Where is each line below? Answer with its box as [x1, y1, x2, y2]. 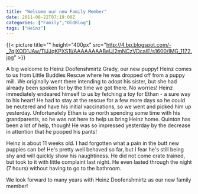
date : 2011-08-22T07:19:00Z [6, 14, 76, 20]
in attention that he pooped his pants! [6, 128, 98, 135]
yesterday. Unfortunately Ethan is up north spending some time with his [6, 109, 180, 117]
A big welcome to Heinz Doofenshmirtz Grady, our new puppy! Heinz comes [6, 66, 192, 73]
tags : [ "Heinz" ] [6, 25, 46, 31]
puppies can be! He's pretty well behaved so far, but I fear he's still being [6, 146, 184, 153]
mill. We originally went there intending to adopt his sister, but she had [6, 78, 177, 85]
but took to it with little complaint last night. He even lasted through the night [6, 159, 192, 166]
